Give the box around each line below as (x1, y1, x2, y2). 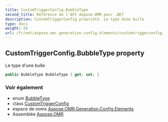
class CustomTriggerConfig (12, 100, 69, 106)
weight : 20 (5, 26, 28, 31)
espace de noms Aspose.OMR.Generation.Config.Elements (12, 105, 134, 111)
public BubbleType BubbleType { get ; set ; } (5, 72, 99, 77)
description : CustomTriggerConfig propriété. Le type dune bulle (5, 16, 144, 21)
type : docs (5, 21, 28, 26)
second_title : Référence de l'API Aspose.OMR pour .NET (5, 12, 124, 17)
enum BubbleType (12, 95, 50, 101)
